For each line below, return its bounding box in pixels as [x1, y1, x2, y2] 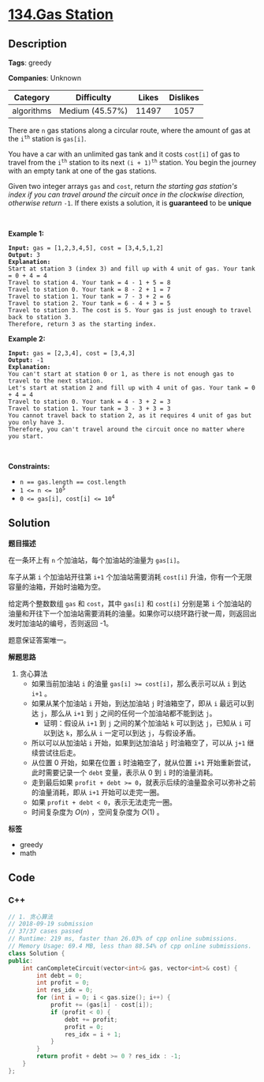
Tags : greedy [8, 58, 52, 67]
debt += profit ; [64, 1016, 118, 1024]
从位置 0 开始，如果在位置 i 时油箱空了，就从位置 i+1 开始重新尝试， [31, 757, 255, 767]
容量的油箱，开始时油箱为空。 [8, 582, 105, 591]
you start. [8, 432, 44, 440]
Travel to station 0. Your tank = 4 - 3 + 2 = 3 [8, 398, 171, 405]
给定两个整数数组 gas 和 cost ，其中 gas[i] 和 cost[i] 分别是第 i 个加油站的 [8, 598, 252, 608]
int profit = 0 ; [36, 978, 90, 987]
